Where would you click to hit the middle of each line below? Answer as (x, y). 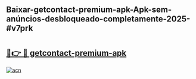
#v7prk (20, 28)
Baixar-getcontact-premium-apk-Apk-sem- (89, 10)
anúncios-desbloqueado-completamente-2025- (98, 19)
